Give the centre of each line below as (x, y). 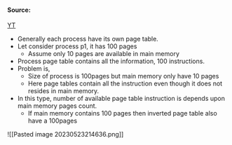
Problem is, (34, 69)
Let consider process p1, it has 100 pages (77, 46)
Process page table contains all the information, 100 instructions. (111, 61)
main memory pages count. (57, 106)
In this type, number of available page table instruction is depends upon (121, 99)
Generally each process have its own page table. (88, 39)
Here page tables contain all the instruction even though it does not (125, 83)
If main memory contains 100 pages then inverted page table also (122, 113)
